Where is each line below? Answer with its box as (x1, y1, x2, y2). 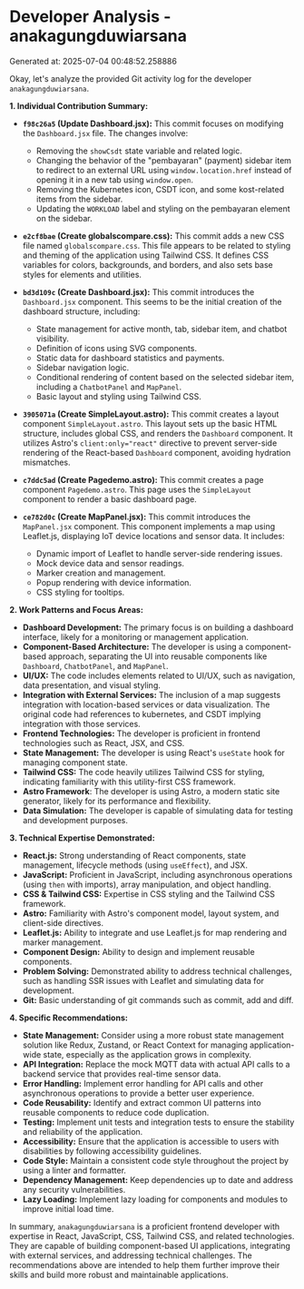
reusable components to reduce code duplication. (22, 1107, 210, 1117)
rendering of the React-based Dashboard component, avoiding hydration (22, 447, 291, 458)
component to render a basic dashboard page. (22, 493, 197, 505)
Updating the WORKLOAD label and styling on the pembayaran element (35, 202, 290, 214)
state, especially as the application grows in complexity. (43, 1048, 252, 1059)
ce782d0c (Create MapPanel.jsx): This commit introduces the (22, 511, 251, 522)
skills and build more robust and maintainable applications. (9, 1269, 229, 1280)
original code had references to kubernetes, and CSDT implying (22, 708, 261, 719)
